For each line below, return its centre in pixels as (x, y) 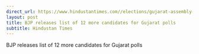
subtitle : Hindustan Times (39, 28)
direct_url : (21, 12)
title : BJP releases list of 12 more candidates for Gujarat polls (91, 23)
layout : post (22, 17)
